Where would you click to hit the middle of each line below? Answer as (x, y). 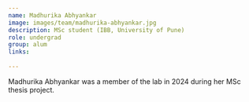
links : (19, 52)
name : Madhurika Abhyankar (52, 15)
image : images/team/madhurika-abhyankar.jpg (82, 23)
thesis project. (32, 89)
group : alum (28, 45)
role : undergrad (35, 37)
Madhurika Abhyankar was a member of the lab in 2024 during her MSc (125, 81)
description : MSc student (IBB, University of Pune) (97, 30)
